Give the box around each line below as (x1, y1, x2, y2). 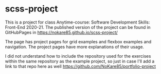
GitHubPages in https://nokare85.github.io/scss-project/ (5, 29, 118, 35)
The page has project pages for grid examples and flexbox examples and (5, 38, 152, 44)
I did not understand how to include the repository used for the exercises (5, 53, 151, 59)
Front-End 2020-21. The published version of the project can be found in (5, 24, 151, 30)
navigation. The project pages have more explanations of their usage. (5, 44, 144, 49)
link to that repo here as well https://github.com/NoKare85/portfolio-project (5, 63, 156, 69)
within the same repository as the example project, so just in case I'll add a (5, 58, 155, 64)
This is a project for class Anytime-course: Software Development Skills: (5, 19, 150, 25)
